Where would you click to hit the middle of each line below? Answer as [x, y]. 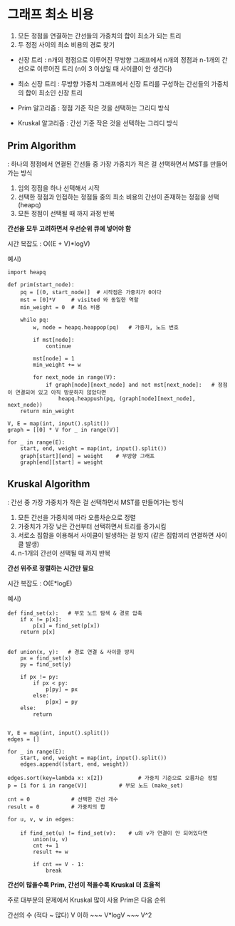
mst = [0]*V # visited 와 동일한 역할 [79, 300]
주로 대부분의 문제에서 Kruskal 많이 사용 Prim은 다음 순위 [87, 900]
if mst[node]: [54, 340]
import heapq [27, 272]
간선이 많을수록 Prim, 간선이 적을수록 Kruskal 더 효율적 [84, 885]
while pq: [35, 320]
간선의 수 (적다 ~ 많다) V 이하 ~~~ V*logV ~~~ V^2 [80, 915]
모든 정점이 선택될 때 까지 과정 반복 [66, 213]
